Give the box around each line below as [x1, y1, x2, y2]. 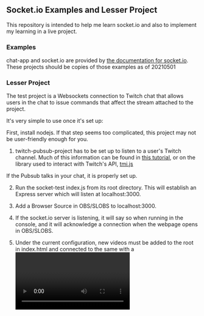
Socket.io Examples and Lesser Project [6, 5, 158, 15]
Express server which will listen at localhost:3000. [15, 191, 141, 198]
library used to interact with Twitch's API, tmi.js [15, 160, 133, 167]
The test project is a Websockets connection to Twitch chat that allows [6, 92, 184, 100]
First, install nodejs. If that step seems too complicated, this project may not [6, 129, 197, 136]
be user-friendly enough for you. [6, 136, 88, 143]
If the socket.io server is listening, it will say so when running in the [15, 214, 184, 222]
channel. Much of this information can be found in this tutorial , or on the [15, 154, 196, 161]
